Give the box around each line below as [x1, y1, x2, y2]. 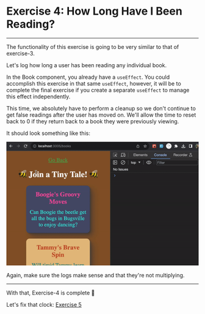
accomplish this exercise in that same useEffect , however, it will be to [6, 79, 181, 87]
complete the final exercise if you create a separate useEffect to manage [6, 86, 190, 93]
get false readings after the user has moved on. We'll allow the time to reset [6, 111, 196, 119]
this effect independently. [6, 93, 71, 100]
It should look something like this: [6, 130, 90, 137]
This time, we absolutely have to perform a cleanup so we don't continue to [6, 104, 196, 112]
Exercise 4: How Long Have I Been [6, 4, 183, 18]
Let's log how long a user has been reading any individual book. [6, 61, 167, 68]
